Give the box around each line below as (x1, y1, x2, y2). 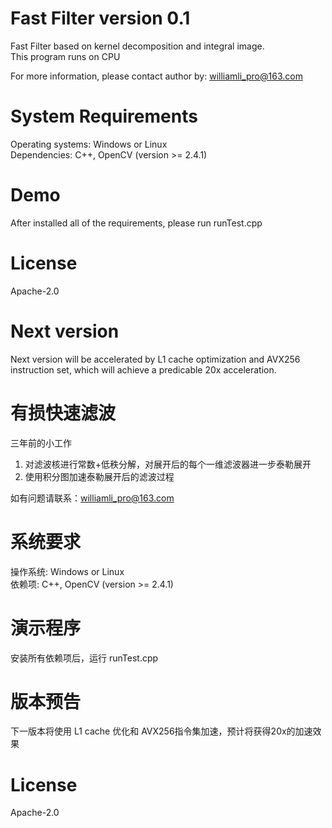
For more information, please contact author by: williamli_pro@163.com (10, 70, 303, 82)
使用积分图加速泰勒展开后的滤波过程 (24, 470, 175, 482)
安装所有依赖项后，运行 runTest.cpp (10, 652, 159, 664)
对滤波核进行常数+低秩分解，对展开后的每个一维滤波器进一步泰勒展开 (24, 458, 312, 470)
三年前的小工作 (10, 437, 72, 449)
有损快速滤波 (10, 402, 117, 424)
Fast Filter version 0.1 (10, 7, 191, 30)
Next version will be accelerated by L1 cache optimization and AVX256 (10, 353, 301, 365)
